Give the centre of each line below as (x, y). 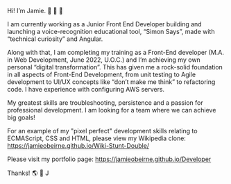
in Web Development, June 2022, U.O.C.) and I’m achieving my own (104, 60)
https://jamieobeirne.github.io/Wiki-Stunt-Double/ (78, 145)
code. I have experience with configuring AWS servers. (86, 89)
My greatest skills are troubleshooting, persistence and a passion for (105, 103)
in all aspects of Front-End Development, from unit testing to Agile (102, 74)
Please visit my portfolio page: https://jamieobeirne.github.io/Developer (109, 159)
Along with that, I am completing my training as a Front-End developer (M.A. (115, 52)
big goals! (22, 117)
